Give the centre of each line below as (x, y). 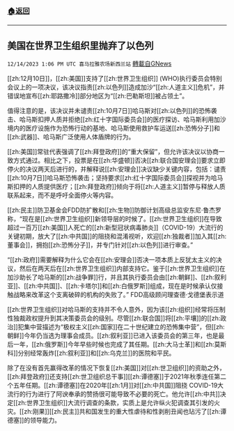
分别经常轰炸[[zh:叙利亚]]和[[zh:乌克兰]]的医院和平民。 (96, 353)
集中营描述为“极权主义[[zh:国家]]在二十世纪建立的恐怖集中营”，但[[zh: (124, 327)
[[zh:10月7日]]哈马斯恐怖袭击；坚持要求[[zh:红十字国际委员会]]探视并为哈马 (115, 178)
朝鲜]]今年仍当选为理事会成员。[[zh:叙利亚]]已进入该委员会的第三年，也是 (113, 335)
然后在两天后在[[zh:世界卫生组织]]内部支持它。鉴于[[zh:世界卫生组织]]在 (122, 269)
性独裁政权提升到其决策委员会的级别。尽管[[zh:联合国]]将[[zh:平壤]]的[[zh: (114, 318)
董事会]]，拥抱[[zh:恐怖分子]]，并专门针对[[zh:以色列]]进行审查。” (100, 245)
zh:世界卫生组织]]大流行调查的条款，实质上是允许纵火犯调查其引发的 (116, 403)
